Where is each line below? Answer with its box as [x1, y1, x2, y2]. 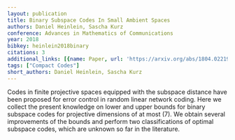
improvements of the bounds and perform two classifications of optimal [7, 117, 214, 125]
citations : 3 [7, 49, 45, 56]
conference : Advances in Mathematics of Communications [7, 29, 173, 37]
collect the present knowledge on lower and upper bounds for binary [7, 102, 206, 111]
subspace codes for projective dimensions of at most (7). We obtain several [7, 109, 226, 118]
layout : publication [7, 10, 68, 17]
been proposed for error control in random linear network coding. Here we [7, 95, 222, 103]
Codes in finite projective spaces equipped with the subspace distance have [7, 88, 227, 96]
